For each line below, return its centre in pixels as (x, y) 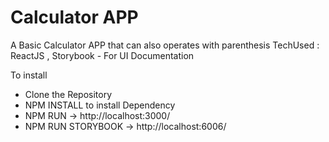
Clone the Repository (68, 94)
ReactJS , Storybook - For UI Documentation (102, 55)
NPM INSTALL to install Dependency (100, 105)
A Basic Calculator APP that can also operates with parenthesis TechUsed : (165, 45)
